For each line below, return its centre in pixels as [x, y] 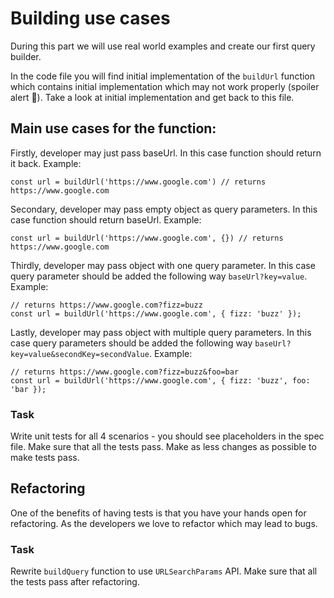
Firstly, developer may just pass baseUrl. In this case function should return [166, 153]
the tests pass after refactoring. [75, 582]
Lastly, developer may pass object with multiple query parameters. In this [161, 332]
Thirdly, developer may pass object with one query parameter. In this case [163, 265]
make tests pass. [45, 458]
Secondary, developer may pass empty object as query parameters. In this [164, 209]
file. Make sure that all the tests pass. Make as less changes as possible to [163, 447]
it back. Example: [46, 163]
